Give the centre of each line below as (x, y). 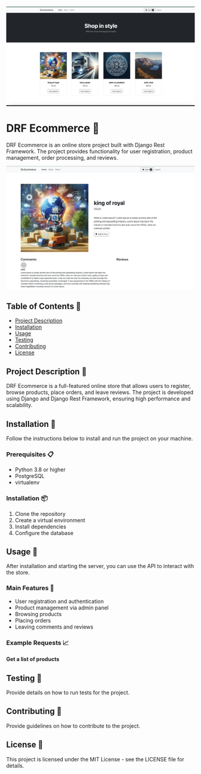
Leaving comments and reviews (54, 627)
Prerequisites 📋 (30, 454)
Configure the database (44, 533)
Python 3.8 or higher (40, 470)
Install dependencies (41, 527)
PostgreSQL (30, 476)
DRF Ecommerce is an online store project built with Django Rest (86, 145)
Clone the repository (40, 513)
